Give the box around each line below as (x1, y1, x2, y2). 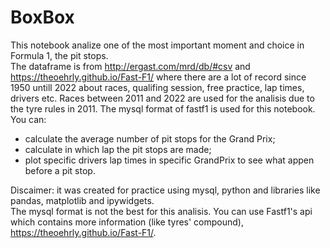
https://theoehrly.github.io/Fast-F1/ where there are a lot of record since (10, 71, 307, 83)
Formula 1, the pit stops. (10, 49, 109, 61)
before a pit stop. (24, 164, 96, 176)
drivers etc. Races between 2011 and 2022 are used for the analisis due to (10, 92, 315, 104)
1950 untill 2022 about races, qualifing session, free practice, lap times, (10, 81, 305, 93)
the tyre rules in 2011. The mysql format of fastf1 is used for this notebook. (10, 102, 316, 115)
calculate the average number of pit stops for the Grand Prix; (24, 132, 276, 145)
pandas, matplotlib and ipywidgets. (10, 194, 155, 206)
